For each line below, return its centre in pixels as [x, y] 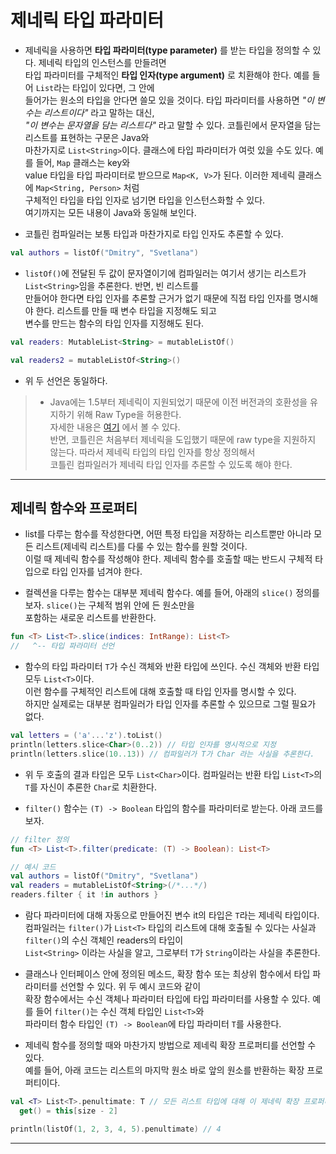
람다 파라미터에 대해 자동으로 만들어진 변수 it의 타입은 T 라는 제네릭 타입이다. [172, 915]
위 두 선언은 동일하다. [66, 380]
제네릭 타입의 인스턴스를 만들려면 [102, 62]
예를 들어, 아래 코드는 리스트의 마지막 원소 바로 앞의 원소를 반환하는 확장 [164, 1070]
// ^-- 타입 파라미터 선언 [62, 646]
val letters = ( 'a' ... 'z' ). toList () [86, 736]
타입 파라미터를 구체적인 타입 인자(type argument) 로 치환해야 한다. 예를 [167, 75]
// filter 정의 [40, 839]
